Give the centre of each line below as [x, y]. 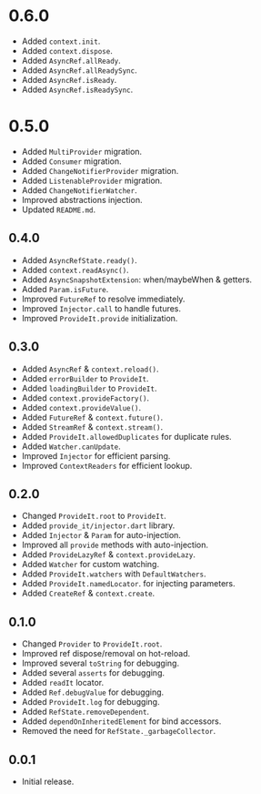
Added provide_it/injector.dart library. [98, 525]
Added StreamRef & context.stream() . [92, 427]
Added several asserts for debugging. [93, 673]
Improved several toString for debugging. [100, 663]
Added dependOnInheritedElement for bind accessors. [121, 721]
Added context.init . [61, 41]
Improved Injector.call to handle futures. [101, 308]
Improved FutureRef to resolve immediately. [103, 299]
